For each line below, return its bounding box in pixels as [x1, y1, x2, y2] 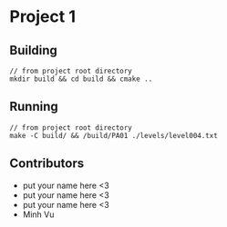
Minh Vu [22, 209, 55, 220]
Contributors [9, 156, 85, 172]
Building [9, 43, 57, 58]
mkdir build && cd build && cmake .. [9, 74, 153, 84]
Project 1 [9, 6, 76, 27]
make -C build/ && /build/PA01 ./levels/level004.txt [9, 131, 219, 140]
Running [9, 99, 59, 114]
